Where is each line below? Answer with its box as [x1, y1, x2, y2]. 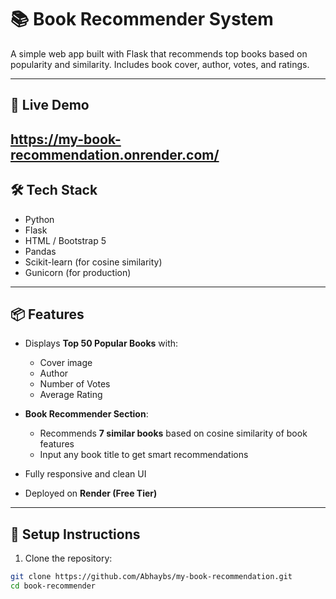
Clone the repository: [24, 552, 113, 565]
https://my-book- [10, 131, 122, 148]
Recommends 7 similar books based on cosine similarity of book [39, 427, 308, 440]
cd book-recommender [10, 581, 97, 591]
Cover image [39, 357, 93, 369]
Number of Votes [39, 378, 111, 390]
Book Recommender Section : [24, 408, 149, 420]
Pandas [24, 245, 57, 257]
